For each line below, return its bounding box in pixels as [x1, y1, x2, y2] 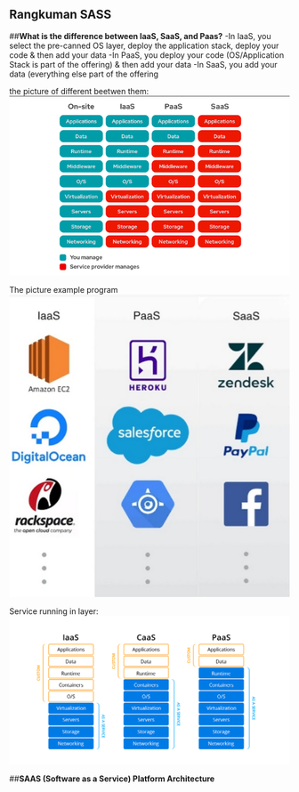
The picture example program [9, 284, 118, 295]
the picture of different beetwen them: [9, 85, 149, 96]
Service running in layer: [9, 605, 99, 617]
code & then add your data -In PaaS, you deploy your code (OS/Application [9, 49, 285, 61]
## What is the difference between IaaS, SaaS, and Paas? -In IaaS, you [9, 30, 271, 41]
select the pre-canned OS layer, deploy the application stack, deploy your [9, 40, 279, 51]
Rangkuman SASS [9, 7, 112, 22]
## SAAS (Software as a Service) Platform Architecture [9, 773, 215, 784]
